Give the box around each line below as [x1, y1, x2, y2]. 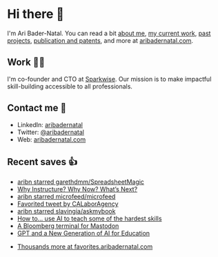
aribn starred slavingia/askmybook [17, 207, 116, 216]
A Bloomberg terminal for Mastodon [17, 222, 119, 230]
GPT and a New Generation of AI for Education [17, 229, 150, 238]
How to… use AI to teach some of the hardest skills [17, 214, 162, 223]
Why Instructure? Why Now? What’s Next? [17, 185, 138, 193]
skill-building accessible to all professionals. [7, 82, 133, 91]
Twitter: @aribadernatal [17, 128, 85, 136]
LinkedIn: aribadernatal [17, 120, 83, 128]
